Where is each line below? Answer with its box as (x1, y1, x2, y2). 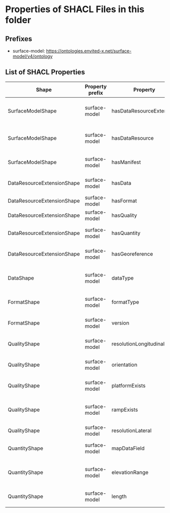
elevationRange (111, 468, 149, 476)
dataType (111, 274, 134, 282)
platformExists (111, 382, 146, 389)
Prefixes (5, 34, 32, 43)
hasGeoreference (111, 250, 153, 257)
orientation (111, 361, 138, 368)
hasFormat (111, 197, 138, 204)
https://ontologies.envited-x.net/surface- (46, 48, 132, 54)
